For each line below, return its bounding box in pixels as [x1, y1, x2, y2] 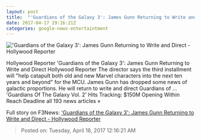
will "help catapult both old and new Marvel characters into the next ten [6, 72, 182, 79]
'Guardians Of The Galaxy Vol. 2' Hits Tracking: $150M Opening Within [6, 91, 180, 98]
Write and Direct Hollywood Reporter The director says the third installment [6, 66, 192, 73]
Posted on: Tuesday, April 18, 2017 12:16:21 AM [20, 127, 136, 134]
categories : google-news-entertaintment [6, 25, 109, 32]
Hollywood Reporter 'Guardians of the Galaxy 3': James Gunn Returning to [6, 60, 190, 67]
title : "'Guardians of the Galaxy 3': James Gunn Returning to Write [6, 14, 186, 20]
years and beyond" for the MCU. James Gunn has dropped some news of [6, 79, 187, 86]
